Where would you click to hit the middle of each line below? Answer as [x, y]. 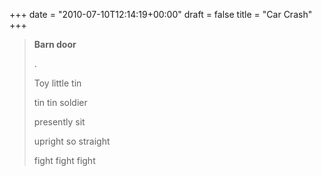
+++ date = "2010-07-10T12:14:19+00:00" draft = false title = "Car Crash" [161, 14]
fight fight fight [64, 160]
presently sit [59, 122]
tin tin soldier [60, 102]
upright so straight [72, 141]
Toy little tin [57, 83]
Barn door [55, 44]
